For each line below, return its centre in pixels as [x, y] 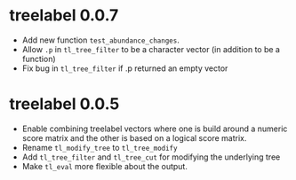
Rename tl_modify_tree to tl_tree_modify [100, 147]
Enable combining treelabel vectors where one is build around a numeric [155, 129]
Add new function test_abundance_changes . [100, 40]
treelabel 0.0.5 [64, 104]
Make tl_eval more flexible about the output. [105, 166]
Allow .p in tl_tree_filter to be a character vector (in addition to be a [151, 49]
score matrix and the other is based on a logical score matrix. [134, 137]
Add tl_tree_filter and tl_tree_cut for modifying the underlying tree [151, 157]
